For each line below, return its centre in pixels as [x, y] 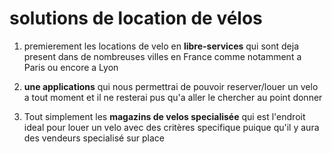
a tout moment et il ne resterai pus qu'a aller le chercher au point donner [173, 97]
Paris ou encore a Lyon [71, 67]
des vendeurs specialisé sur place [94, 138]
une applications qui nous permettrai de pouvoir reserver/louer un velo [171, 86]
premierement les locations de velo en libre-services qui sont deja [161, 46]
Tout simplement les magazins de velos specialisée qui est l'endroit [164, 116]
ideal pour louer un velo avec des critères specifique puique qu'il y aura [171, 127]
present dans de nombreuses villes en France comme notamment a [162, 56]
